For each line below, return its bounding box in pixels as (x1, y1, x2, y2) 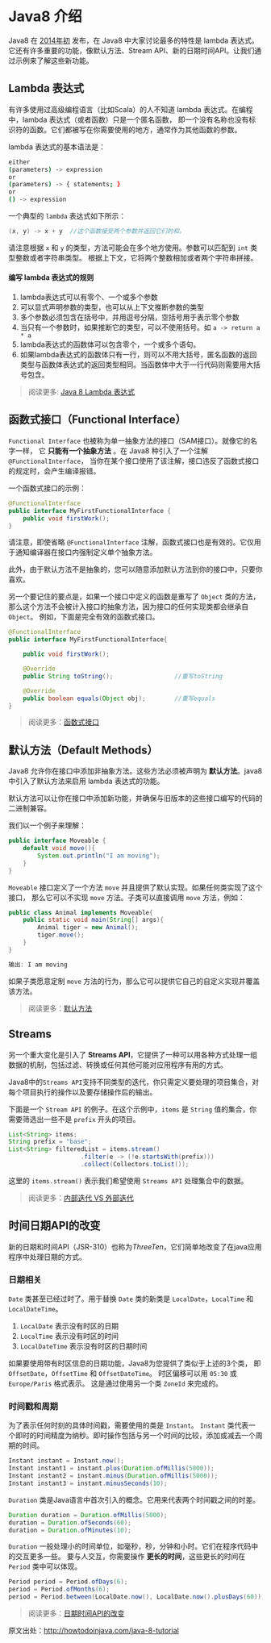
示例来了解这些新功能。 (15, 56, 94, 65)
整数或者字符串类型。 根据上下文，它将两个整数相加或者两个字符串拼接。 (15, 252, 258, 262)
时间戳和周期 (8, 1400, 59, 1412)
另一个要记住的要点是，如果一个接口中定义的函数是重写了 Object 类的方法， (8, 592, 261, 602)
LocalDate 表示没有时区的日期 (19, 1321, 119, 1331)
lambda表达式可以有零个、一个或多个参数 (19, 292, 159, 302)
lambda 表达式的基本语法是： (8, 142, 106, 152)
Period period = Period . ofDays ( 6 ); (8, 1578, 128, 1586)
